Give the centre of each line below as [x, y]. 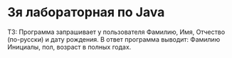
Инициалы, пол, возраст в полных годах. [69, 47]
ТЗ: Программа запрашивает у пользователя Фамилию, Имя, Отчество [116, 32]
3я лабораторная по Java [86, 12]
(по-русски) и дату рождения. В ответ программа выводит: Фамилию [114, 39]
